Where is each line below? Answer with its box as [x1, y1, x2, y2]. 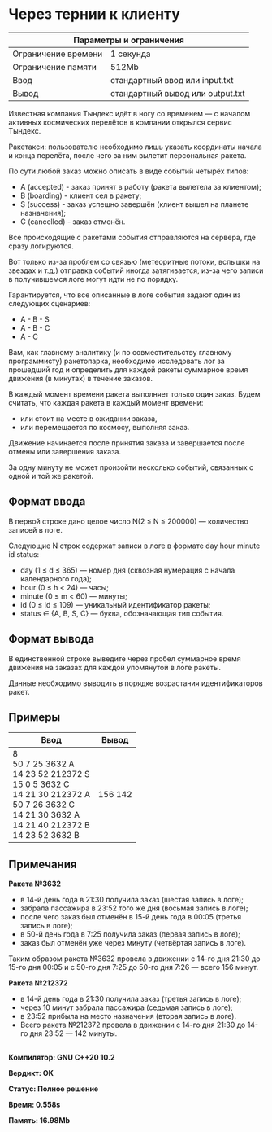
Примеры [8, 710, 61, 724]
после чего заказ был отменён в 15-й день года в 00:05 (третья [19, 912, 242, 922]
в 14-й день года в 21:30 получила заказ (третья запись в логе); [19, 994, 242, 1004]
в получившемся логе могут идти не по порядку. [8, 274, 179, 283]
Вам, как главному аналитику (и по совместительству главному [8, 347, 232, 357]
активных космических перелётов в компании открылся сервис [8, 117, 233, 127]
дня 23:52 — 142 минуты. [29, 1029, 118, 1038]
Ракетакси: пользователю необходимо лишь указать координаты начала [8, 142, 262, 151]
